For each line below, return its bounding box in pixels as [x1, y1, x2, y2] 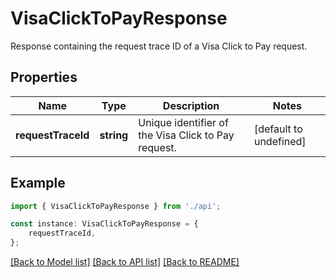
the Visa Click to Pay [138, 128, 235, 142]
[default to [253, 122, 303, 136]
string [99, 128, 129, 142]
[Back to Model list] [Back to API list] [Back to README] [10, 256, 240, 268]
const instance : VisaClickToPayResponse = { [10, 219, 199, 229]
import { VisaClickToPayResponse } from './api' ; [10, 201, 222, 211]
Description [162, 98, 220, 112]
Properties [10, 69, 78, 86]
